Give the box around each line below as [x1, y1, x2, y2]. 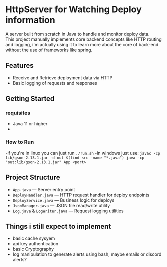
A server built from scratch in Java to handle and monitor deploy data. [5, 31, 150, 37]
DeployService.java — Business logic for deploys [12, 197, 115, 203]
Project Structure [5, 173, 60, 182]
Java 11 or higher [12, 121, 48, 127]
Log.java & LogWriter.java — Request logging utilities [12, 208, 124, 214]
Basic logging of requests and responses [12, 80, 97, 86]
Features [5, 61, 34, 70]
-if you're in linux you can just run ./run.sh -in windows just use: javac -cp [5, 150, 160, 156]
